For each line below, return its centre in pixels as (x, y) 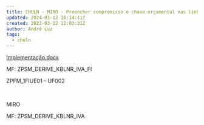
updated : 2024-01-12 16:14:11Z (46, 18)
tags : (13, 35)
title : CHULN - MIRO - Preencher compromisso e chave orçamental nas (96, 12)
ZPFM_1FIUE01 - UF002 (36, 81)
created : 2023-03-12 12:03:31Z (46, 23)
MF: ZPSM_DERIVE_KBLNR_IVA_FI (49, 69)
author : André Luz (29, 29)
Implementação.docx (33, 57)
